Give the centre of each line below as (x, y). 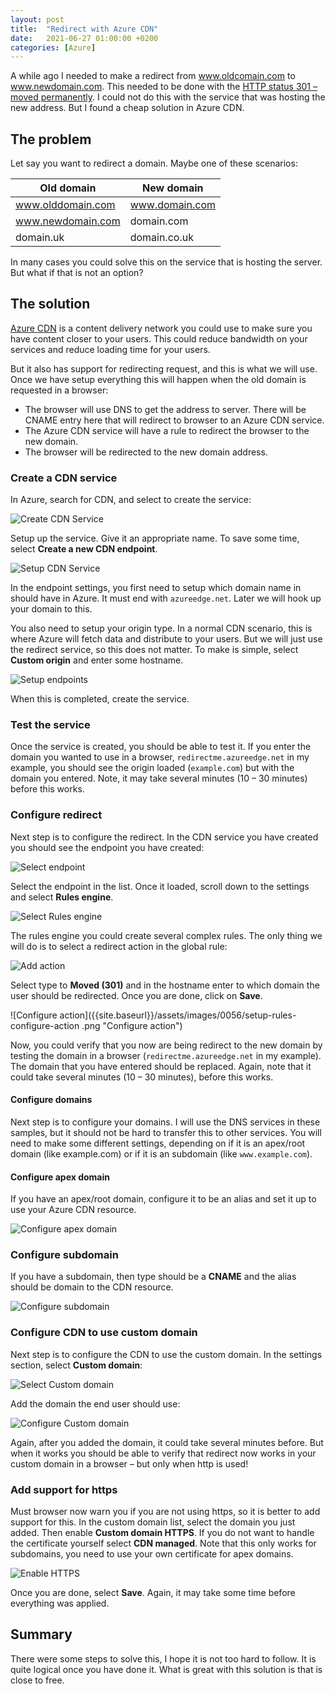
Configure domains (51, 1100)
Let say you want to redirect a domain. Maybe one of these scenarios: (154, 163)
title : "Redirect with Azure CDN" (84, 29)
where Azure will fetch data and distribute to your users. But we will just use (166, 639)
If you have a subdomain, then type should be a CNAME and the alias (153, 1277)
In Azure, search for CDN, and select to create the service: (131, 500)
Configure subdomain (64, 1255)
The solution (50, 304)
